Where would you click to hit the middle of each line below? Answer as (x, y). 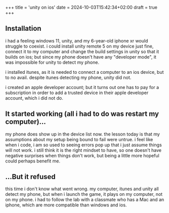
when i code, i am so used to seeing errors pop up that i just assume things (83, 145)
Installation (23, 29)
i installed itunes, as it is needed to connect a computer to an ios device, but (85, 72)
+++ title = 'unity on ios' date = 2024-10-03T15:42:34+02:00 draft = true (81, 7)
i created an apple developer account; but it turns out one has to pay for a (82, 87)
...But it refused (30, 177)
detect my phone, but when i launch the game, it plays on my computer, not (84, 194)
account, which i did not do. (34, 98)
